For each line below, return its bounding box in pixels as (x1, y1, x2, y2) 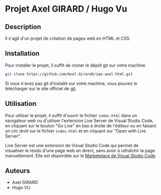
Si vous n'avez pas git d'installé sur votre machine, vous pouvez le (5, 80, 138, 86)
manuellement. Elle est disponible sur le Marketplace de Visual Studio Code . (5, 152, 157, 158)
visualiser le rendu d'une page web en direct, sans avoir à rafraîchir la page (5, 148, 155, 153)
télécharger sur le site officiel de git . (5, 86, 77, 91)
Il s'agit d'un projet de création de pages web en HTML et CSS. (5, 35, 131, 41)
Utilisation (5, 100, 37, 108)
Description (5, 23, 41, 31)
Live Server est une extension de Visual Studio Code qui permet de (5, 142, 139, 148)
